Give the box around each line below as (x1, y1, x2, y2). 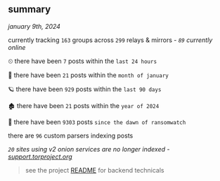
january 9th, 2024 (8, 22, 60, 30)
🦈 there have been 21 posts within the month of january (8, 71, 169, 79)
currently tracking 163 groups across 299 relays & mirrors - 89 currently (8, 36, 213, 44)
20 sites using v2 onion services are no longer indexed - (8, 145, 170, 153)
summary (8, 4, 51, 15)
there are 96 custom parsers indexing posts (8, 131, 134, 140)
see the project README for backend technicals (25, 166, 164, 174)
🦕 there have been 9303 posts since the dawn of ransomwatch (8, 117, 186, 126)
